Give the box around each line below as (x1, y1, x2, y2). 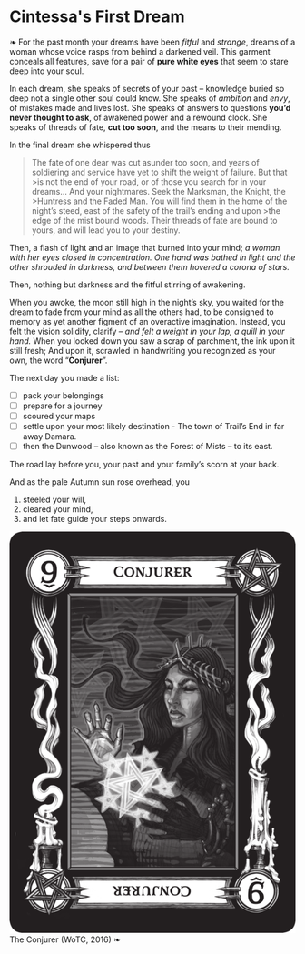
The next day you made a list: (9, 372, 120, 383)
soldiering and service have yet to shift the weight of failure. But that (31, 166, 288, 177)
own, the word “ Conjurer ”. (9, 355, 108, 366)
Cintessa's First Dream (9, 6, 185, 27)
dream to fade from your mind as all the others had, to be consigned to (9, 306, 274, 317)
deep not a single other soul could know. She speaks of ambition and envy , (9, 93, 290, 104)
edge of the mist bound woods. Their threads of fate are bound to (31, 215, 278, 226)
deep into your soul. (9, 65, 84, 76)
